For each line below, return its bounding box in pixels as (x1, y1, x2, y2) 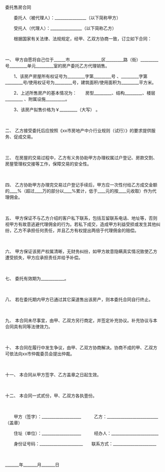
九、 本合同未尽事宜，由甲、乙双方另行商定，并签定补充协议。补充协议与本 (5, 318, 158, 323)
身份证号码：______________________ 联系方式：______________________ (13, 441, 157, 446)
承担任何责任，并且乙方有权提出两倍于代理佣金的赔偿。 (26, 227, 139, 233)
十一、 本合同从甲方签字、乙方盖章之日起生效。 (5, 372, 101, 377)
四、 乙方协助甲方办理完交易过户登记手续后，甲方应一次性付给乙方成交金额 (5, 182, 158, 187)
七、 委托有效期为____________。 (5, 276, 69, 281)
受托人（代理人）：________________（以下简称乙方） (13, 25, 115, 31)
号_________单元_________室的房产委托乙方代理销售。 (5, 63, 107, 69)
